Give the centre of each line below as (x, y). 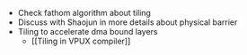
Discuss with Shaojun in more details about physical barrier (128, 22)
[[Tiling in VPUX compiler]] (81, 41)
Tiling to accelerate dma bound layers (88, 31)
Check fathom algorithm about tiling (84, 13)
